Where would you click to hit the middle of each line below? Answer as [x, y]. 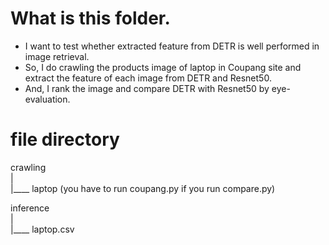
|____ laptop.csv [42, 229]
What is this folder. [90, 18]
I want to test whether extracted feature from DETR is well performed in [172, 46]
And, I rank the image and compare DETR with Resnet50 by [147, 88]
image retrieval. [57, 56]
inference [30, 208]
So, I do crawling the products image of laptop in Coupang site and [163, 67]
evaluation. [47, 99]
